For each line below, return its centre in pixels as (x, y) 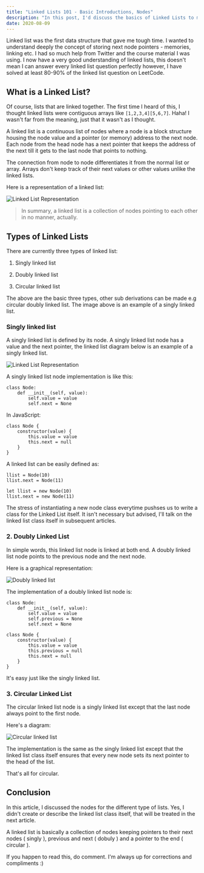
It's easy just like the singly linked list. (53, 678)
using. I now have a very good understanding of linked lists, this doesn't (96, 60)
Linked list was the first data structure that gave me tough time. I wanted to (100, 41)
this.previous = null (56, 651)
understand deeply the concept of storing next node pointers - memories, (99, 47)
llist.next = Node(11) (35, 481)
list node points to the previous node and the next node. (76, 556)
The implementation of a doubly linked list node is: (69, 591)
